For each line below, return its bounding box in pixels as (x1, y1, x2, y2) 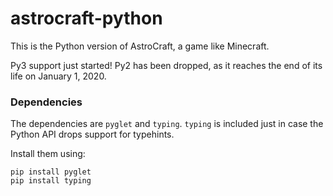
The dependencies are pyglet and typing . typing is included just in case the (10, 118, 324, 130)
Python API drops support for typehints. (10, 128, 175, 141)
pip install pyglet (10, 167, 92, 177)
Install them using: (10, 148, 86, 160)
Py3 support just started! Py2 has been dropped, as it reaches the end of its (10, 59, 323, 71)
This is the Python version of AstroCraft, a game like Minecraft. (10, 40, 270, 52)
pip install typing (10, 176, 92, 186)
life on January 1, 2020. (10, 70, 107, 82)
